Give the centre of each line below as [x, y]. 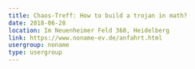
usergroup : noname [39, 45]
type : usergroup [35, 52]
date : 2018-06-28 [37, 23]
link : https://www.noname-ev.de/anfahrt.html [85, 38]
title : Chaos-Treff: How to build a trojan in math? [98, 15]
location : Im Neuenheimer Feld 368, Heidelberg [89, 30]
